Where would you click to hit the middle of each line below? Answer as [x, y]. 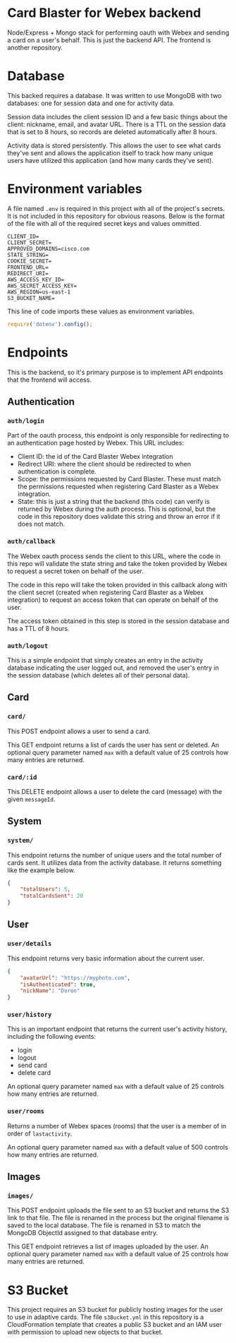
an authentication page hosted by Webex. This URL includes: [96, 443]
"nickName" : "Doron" [50, 991]
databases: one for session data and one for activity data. [91, 103]
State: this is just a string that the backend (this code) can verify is [113, 502]
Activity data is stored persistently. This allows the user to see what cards [114, 145]
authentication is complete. [57, 471]
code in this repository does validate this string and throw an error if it [119, 517]
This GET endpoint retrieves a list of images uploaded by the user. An [108, 1246]
